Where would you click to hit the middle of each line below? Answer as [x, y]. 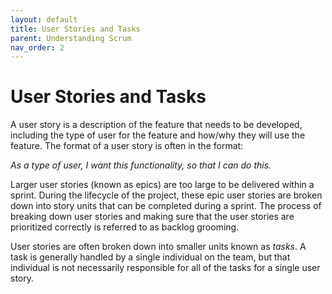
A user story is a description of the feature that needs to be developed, [156, 125]
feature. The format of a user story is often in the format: [127, 146]
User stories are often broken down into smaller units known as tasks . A [158, 247]
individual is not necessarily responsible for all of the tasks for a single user [165, 268]
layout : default [44, 19]
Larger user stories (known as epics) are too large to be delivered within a [162, 185]
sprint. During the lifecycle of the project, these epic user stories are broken [166, 195]
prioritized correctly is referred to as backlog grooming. [125, 227]
